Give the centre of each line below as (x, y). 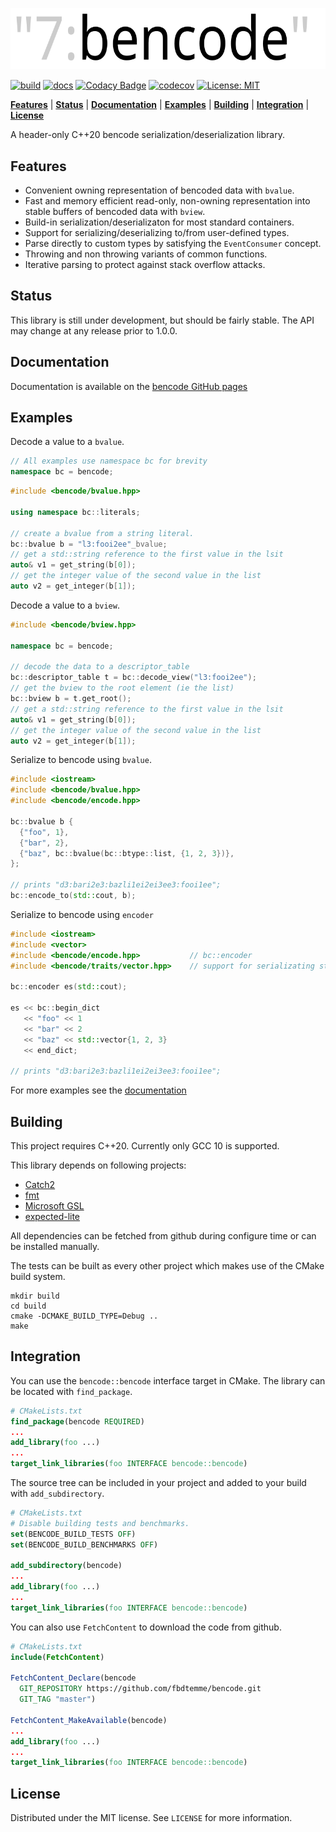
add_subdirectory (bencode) (66, 1566)
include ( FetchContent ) (57, 1657)
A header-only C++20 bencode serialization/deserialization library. (147, 135)
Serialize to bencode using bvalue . (81, 760)
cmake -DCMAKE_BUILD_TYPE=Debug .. (84, 1316)
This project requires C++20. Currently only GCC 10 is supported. (145, 1145)
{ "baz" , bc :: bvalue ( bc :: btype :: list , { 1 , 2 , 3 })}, (127, 853)
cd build (28, 1306)
